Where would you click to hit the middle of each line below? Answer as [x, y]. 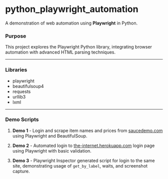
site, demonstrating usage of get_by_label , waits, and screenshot [80, 165]
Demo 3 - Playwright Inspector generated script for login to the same [83, 160]
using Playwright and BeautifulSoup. [50, 135]
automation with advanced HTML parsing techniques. [60, 52]
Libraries [16, 70]
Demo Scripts [22, 119]
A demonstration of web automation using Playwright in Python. [71, 23]
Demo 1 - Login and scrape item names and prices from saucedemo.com [87, 130]
